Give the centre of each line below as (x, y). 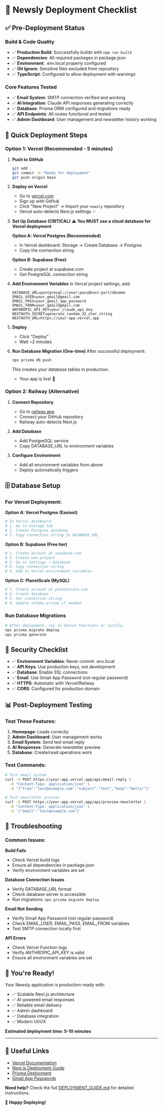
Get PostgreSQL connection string (54, 275)
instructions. (17, 1093)
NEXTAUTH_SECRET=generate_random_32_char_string (62, 314)
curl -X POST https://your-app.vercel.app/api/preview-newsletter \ (76, 802)
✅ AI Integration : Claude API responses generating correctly (73, 103)
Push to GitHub (28, 159)
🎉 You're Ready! (30, 973)
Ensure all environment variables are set (52, 958)
